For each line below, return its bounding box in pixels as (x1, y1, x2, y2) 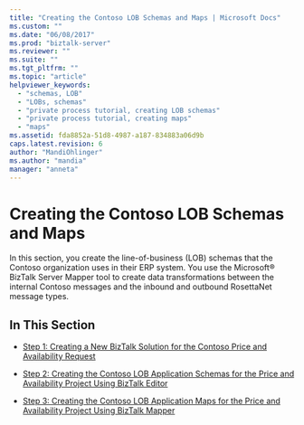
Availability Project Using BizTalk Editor (22, 378, 168, 389)
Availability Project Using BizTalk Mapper (22, 405, 176, 416)
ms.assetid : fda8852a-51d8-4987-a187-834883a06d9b (9, 131, 204, 140)
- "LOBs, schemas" (17, 97, 88, 107)
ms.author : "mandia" (9, 156, 88, 165)
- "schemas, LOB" (17, 89, 83, 98)
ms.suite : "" (9, 55, 59, 64)
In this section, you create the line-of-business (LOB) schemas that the (9, 252, 273, 263)
